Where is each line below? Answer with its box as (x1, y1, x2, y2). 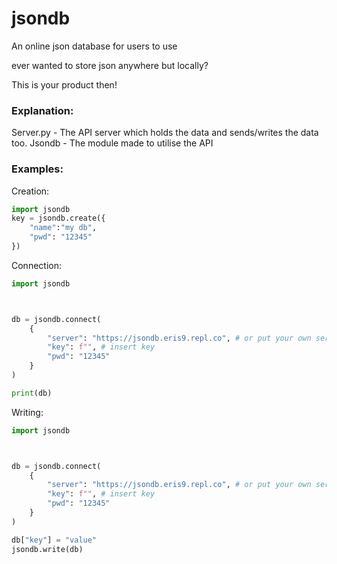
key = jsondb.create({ (11, 213, 106, 224)
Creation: (11, 185, 50, 197)
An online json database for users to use (11, 40, 178, 52)
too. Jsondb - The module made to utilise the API (11, 137, 214, 149)
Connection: (11, 259, 62, 271)
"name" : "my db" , (29, 223, 98, 233)
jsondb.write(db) (11, 544, 84, 554)
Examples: (11, 162, 64, 176)
